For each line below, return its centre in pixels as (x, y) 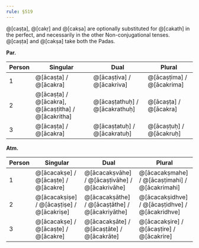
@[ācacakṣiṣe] (56, 197)
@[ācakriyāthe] (106, 212)
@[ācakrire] (156, 236)
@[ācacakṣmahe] (163, 172)
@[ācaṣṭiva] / (112, 77)
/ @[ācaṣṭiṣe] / (56, 204)
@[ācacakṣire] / (161, 221)
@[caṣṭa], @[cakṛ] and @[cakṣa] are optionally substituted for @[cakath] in (98, 28)
